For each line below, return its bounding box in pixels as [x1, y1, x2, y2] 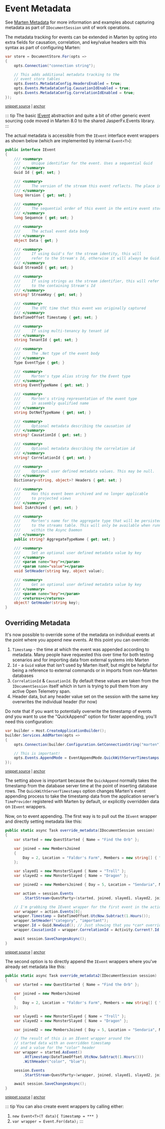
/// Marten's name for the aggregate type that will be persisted [14, 518, 162, 523]
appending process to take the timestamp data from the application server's [5, 793, 159, 799]
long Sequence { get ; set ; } [14, 215, 74, 221]
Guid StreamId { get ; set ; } [14, 265, 74, 270]
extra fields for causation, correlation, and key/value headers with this [5, 39, 146, 45]
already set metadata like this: [5, 964, 66, 969]
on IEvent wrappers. [5, 804, 47, 810]
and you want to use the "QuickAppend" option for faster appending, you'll [5, 713, 157, 719]
